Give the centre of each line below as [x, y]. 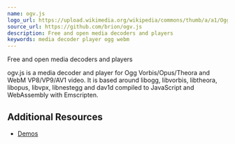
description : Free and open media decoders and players [90, 33]
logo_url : [22, 20]
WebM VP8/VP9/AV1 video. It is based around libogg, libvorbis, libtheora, [112, 80]
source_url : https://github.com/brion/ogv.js [74, 26]
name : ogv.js [26, 14]
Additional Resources [55, 117]
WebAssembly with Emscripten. [53, 95]
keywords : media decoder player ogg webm [69, 40]
